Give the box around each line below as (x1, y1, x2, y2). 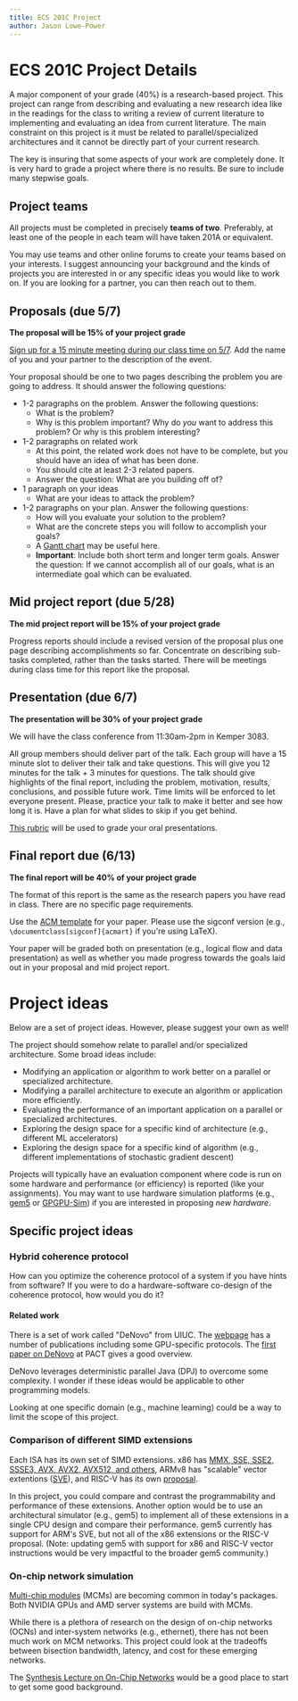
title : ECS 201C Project (9, 12, 102, 22)
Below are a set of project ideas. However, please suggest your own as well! (9, 1023, 290, 1033)
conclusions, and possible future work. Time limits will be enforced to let (9, 786, 276, 797)
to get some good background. (9, 1681, 123, 1692)
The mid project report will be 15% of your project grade (9, 618, 221, 629)
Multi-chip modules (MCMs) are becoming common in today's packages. (9, 1589, 278, 1600)
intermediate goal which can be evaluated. (35, 568, 192, 580)
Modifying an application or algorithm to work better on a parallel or (21, 1066, 271, 1077)
